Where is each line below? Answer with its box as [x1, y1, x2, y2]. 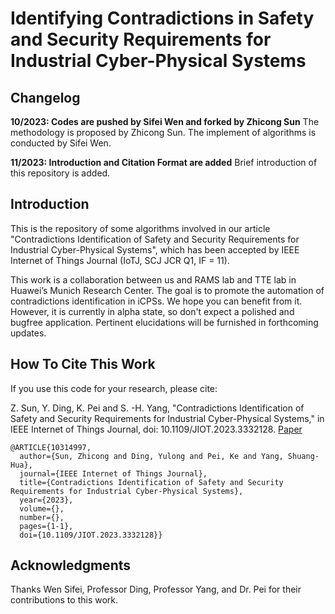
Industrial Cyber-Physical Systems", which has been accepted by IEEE [10, 243, 300, 256]
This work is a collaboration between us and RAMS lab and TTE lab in [10, 273, 297, 286]
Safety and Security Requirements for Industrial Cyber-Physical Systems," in [10, 412, 325, 424]
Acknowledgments [10, 557, 132, 574]
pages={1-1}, [19, 521, 74, 531]
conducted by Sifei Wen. [10, 137, 112, 149]
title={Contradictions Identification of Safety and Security [19, 477, 284, 487]
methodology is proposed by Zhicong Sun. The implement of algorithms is [10, 127, 317, 138]
